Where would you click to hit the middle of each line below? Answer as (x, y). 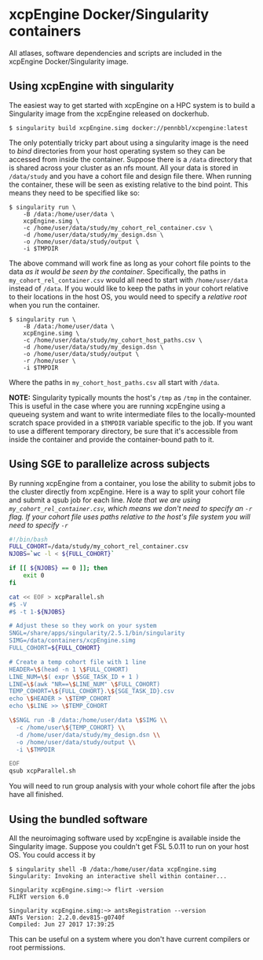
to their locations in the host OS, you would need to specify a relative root (128, 296)
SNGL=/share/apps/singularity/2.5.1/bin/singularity (97, 633)
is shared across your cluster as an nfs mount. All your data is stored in (124, 168)
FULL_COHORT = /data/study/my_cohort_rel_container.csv (99, 547)
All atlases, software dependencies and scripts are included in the (115, 53)
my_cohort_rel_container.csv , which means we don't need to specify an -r (131, 508)
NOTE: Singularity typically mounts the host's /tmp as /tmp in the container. (130, 397)
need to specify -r (39, 524)
